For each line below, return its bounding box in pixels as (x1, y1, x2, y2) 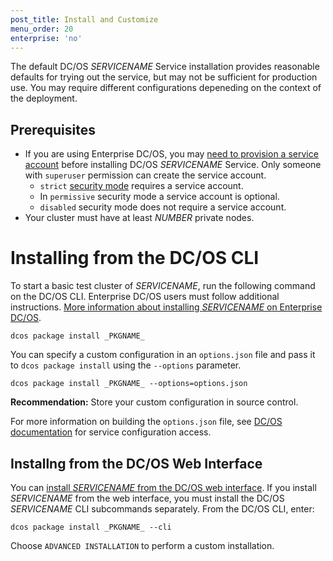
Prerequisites (10, 121, 96, 138)
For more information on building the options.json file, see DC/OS (10, 416, 283, 428)
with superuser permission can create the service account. (24, 169, 267, 181)
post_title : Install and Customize (10, 14, 159, 25)
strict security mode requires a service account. (39, 180, 244, 192)
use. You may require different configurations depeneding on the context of (10, 82, 322, 94)
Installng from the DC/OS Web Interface (10, 455, 263, 472)
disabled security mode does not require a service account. (39, 201, 287, 213)
